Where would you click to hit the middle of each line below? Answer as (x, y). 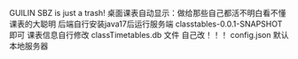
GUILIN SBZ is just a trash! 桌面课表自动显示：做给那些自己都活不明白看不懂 (148, 13)
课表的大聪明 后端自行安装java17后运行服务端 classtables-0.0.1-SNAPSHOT (146, 24)
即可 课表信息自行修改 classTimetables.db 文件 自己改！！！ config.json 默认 (149, 35)
